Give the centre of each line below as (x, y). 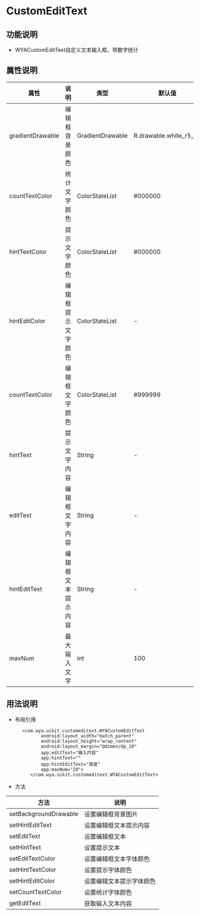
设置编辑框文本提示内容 (117, 825)
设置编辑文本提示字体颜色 (120, 881)
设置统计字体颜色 (108, 892)
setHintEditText (30, 825)
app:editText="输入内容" (70, 753)
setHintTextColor (33, 870)
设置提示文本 (102, 848)
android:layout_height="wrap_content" (89, 741)
